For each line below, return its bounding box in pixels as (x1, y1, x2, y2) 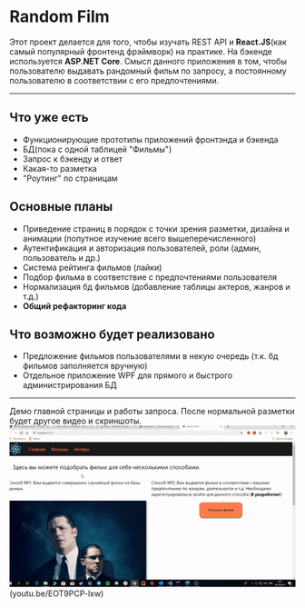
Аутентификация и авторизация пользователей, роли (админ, (22, 243, 261, 254)
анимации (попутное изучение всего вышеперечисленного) (22, 233, 257, 244)
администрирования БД (22, 380, 117, 391)
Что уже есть (9, 110, 89, 125)
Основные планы (9, 199, 113, 214)
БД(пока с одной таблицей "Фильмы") (22, 144, 172, 154)
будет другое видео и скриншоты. (9, 415, 143, 426)
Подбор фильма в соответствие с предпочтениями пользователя (22, 271, 277, 283)
